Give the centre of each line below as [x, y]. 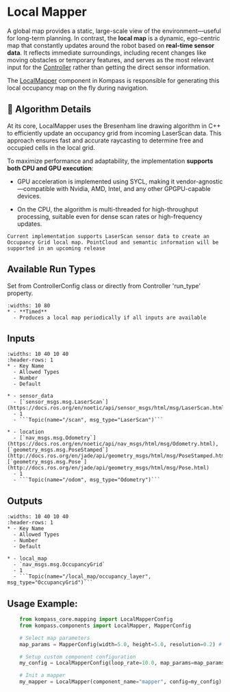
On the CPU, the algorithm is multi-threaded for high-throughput [107, 209]
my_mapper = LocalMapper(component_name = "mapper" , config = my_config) [121, 682]
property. [20, 293]
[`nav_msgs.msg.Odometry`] [58, 438]
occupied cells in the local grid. [51, 147]
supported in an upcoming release [56, 248]
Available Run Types [51, 269]
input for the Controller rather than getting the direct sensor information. [109, 67]
